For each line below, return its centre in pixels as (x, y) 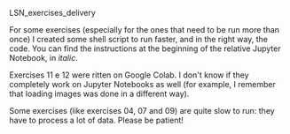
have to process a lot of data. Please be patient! (97, 120)
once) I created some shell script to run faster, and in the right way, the (139, 39)
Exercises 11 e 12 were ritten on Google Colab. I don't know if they (129, 75)
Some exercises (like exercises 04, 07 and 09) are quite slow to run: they (142, 111)
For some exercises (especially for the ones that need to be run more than (145, 30)
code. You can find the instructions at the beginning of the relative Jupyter (145, 48)
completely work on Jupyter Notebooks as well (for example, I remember (143, 84)
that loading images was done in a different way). (99, 93)
